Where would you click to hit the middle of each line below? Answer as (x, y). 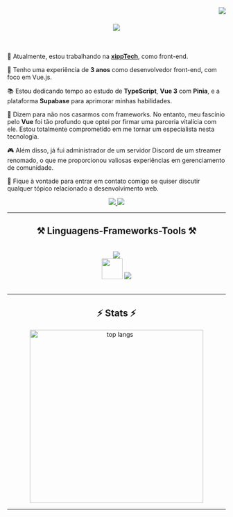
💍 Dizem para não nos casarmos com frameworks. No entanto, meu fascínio (116, 114)
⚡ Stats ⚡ (116, 314)
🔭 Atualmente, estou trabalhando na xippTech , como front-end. (98, 56)
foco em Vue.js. (29, 77)
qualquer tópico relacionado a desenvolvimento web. (83, 188)
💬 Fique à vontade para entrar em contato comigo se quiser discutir (104, 181)
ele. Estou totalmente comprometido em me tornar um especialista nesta (111, 129)
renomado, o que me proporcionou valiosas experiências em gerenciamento (116, 160)
